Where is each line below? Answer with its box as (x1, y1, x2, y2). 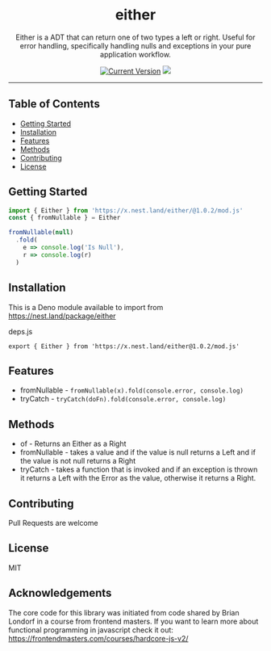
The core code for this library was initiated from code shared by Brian (8, 607, 240, 617)
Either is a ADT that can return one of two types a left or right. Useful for (15, 32, 256, 42)
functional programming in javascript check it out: (8, 624, 173, 635)
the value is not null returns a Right (19, 456, 136, 466)
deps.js (8, 326, 33, 336)
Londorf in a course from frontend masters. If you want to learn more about (8, 616, 259, 626)
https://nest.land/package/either (8, 311, 116, 321)
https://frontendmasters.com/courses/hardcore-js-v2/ (8, 633, 189, 643)
